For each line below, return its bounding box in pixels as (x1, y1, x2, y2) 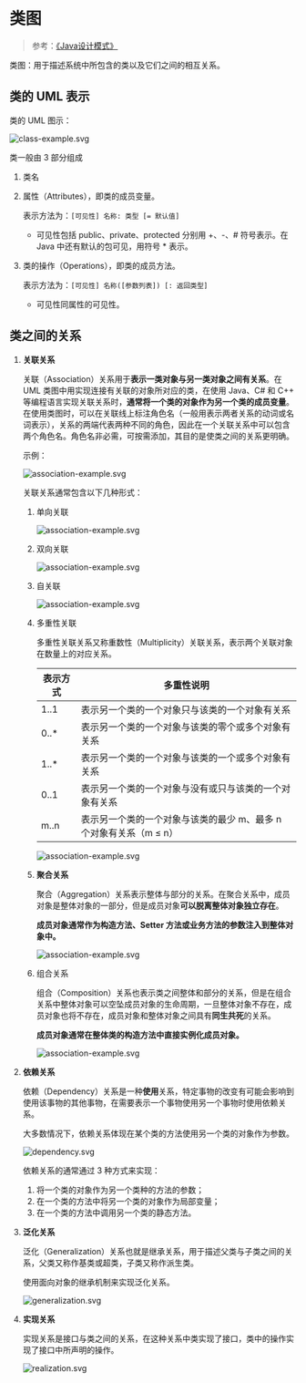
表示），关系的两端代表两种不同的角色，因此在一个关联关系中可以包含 (30, 418, 291, 429)
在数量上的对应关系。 (36, 648, 117, 659)
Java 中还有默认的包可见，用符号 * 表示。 (36, 241, 193, 252)
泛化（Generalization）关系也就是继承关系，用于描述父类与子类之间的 (22, 1245, 285, 1256)
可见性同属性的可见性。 (36, 298, 125, 310)
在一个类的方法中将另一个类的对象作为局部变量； (36, 1195, 220, 1206)
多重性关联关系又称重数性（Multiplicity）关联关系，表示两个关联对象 (36, 636, 293, 647)
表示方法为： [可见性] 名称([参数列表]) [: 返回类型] (22, 279, 209, 290)
